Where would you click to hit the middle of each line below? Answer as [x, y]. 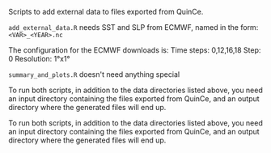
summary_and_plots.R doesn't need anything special [94, 74]
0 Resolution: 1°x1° [39, 59]
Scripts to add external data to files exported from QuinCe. [106, 12]
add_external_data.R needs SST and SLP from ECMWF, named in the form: [133, 27]
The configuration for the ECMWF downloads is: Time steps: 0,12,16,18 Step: [135, 50]
